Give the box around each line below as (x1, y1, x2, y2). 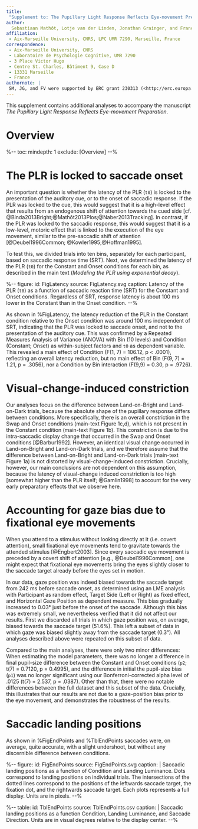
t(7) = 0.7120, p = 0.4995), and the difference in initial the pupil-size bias (6, 665, 182, 672)
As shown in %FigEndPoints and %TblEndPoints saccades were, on (6, 737, 171, 744)
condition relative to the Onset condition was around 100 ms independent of (6, 317, 190, 324)
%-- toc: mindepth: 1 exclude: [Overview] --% (6, 148, 118, 155)
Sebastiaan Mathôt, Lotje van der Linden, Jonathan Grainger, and (11, 25, 178, 31)
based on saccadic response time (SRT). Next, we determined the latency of (6, 256, 192, 264)
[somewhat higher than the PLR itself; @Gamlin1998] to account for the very (6, 476, 191, 483)
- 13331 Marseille (8, 69, 54, 75)
